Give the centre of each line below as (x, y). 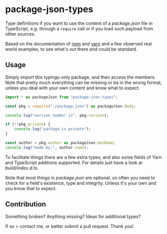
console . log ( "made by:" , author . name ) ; (47, 147)
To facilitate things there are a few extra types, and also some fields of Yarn (83, 157)
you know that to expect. (31, 188)
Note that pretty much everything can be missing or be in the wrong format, (84, 82)
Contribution (26, 204)
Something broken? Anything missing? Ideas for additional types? (73, 216)
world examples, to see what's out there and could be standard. (71, 49)
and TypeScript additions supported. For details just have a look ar (74, 162)
